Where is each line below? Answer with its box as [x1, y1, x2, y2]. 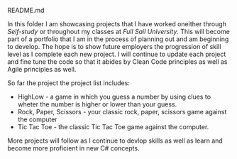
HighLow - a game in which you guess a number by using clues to [17, 92, 211, 101]
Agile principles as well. [7, 65, 77, 73]
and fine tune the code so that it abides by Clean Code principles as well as [7, 57, 228, 66]
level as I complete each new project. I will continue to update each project [7, 50, 226, 58]
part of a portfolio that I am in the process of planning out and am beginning [7, 35, 229, 43]
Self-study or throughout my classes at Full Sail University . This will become [7, 28, 231, 35]
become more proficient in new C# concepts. [7, 144, 140, 152]
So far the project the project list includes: [7, 79, 130, 87]
